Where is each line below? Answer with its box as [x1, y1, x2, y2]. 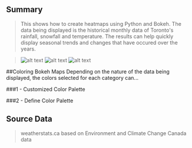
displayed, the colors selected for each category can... [6, 74, 139, 81]
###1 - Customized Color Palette [6, 85, 85, 93]
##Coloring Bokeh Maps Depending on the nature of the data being [6, 68, 170, 75]
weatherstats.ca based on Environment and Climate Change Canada [20, 129, 187, 137]
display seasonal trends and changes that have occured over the [20, 39, 178, 46]
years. [20, 45, 37, 52]
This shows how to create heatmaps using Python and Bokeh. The [20, 20, 181, 27]
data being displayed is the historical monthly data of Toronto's [20, 26, 174, 33]
